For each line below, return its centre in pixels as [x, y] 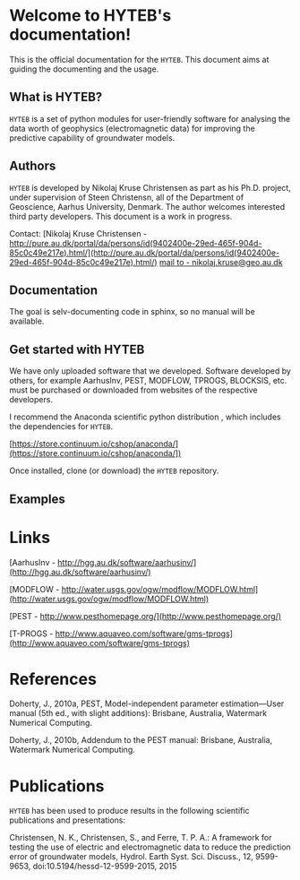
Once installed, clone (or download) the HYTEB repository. [114, 470]
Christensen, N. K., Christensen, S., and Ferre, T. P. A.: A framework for [141, 838]
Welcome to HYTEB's [90, 16]
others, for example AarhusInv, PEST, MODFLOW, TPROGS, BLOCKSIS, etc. [148, 381]
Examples [37, 499]
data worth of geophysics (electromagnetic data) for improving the [132, 128]
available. [27, 321]
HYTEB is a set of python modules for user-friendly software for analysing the [150, 118]
